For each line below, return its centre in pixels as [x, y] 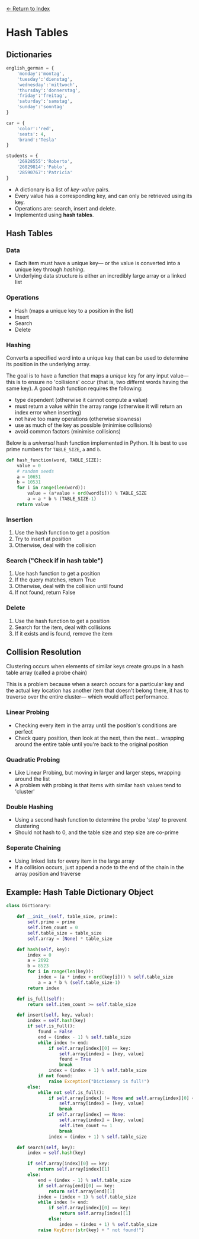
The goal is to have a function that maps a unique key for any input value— [97, 375]
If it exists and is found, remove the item [63, 633]
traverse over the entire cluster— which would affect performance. [88, 697]
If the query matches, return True [55, 580]
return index [44, 988]
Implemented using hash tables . [54, 215]
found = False [55, 1032]
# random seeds [36, 471]
